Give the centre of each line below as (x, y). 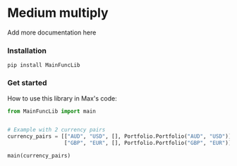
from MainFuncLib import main (52, 111)
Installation (27, 51)
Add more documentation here (52, 32)
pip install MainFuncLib (44, 65)
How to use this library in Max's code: (62, 98)
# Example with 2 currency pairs (56, 130)
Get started (27, 83)
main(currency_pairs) (39, 156)
